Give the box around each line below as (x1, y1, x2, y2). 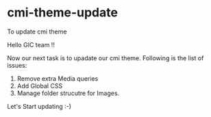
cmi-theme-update (7, 5, 119, 21)
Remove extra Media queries (16, 74, 99, 83)
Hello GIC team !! (7, 40, 55, 49)
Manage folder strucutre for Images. (16, 89, 120, 97)
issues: (7, 61, 27, 69)
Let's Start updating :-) (7, 102, 72, 110)
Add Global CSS (16, 81, 63, 90)
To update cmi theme (7, 27, 67, 36)
